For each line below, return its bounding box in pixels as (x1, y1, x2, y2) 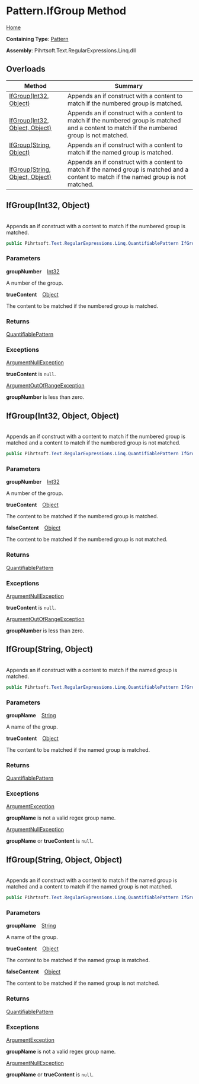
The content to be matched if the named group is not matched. (6, 979, 160, 987)
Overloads (6, 64, 46, 74)
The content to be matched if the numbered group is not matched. (6, 536, 168, 543)
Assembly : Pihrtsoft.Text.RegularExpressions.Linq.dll (6, 46, 136, 54)
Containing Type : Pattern (6, 35, 69, 42)
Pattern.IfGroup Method (6, 4, 127, 18)
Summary (114, 81, 143, 90)
